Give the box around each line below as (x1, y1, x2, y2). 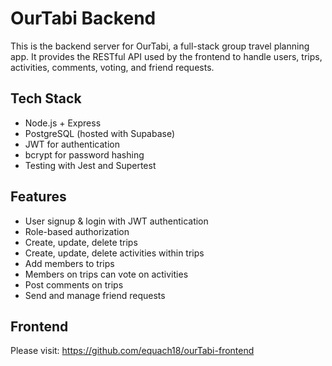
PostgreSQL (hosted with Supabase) (24, 127, 176, 139)
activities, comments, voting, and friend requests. (10, 61, 215, 73)
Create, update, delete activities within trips (24, 247, 205, 259)
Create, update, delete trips (24, 236, 138, 248)
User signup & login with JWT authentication (24, 215, 209, 227)
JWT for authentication (24, 138, 120, 150)
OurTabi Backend (10, 7, 157, 30)
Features (10, 188, 67, 206)
